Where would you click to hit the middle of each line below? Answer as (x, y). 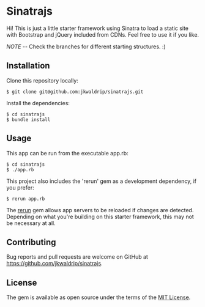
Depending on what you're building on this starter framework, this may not (100, 216)
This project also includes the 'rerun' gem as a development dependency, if (102, 181)
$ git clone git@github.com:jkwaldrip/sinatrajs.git (75, 92)
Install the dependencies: (38, 103)
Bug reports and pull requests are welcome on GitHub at (77, 257)
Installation (28, 66)
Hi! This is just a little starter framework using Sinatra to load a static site (97, 28)
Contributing (31, 242)
